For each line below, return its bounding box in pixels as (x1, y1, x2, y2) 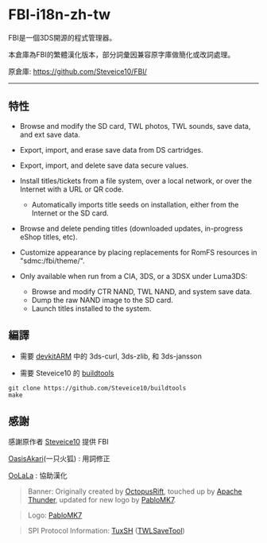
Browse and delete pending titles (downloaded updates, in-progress (19, 223, 244, 233)
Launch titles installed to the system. (31, 304, 152, 313)
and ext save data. (19, 130, 81, 139)
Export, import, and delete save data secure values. (19, 161, 189, 170)
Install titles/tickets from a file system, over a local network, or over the (19, 176, 253, 185)
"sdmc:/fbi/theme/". (19, 256, 85, 266)
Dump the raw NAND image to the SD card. (31, 295, 173, 304)
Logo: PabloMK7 (27, 510, 83, 520)
